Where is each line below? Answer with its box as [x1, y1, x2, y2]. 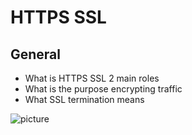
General [10, 46, 62, 63]
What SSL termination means [24, 94, 145, 105]
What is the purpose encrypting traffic [24, 83, 183, 95]
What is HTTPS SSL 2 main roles [24, 72, 160, 84]
